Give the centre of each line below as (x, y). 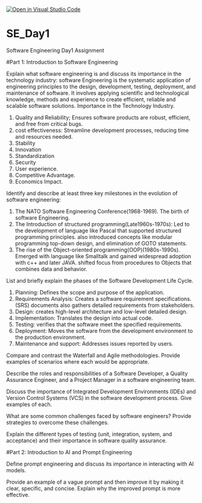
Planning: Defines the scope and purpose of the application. (90, 292)
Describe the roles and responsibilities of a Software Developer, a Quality (97, 373)
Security (25, 162)
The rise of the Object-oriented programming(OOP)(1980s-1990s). (97, 250)
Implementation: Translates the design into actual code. (84, 318)
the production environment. (50, 337)
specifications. (173, 299)
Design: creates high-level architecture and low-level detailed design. (101, 311)
